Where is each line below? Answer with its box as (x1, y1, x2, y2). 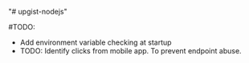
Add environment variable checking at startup (19, 37, 172, 47)
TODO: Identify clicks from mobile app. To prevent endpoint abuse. (19, 46, 243, 55)
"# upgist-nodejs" (8, 7, 67, 16)
